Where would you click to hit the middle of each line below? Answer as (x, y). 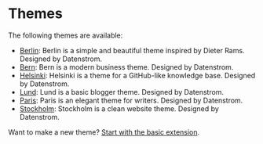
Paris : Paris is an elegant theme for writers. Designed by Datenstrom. (131, 100)
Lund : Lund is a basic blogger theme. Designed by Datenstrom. (122, 92)
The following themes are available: (66, 35)
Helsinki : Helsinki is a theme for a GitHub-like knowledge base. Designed (137, 75)
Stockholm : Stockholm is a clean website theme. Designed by (119, 108)
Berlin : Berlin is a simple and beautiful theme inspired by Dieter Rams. (132, 50)
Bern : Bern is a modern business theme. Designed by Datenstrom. (126, 67)
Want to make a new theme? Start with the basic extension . (104, 132)
